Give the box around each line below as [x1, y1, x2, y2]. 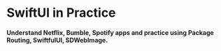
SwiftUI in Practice [6, 5, 116, 21]
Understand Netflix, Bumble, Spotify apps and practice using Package [6, 28, 214, 36]
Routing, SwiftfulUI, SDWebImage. [6, 36, 108, 44]
